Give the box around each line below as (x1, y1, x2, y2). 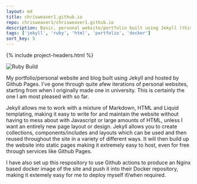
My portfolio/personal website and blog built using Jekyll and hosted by (6, 74, 179, 81)
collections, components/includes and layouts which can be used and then (6, 129, 187, 136)
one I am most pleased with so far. (6, 93, 89, 100)
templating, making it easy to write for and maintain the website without (6, 110, 179, 117)
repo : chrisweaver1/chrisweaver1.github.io (6, 19, 114, 25)
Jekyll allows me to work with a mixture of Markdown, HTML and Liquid (6, 105, 179, 111)
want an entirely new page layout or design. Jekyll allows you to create (6, 123, 178, 130)
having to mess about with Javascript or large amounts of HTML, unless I (6, 117, 183, 123)
